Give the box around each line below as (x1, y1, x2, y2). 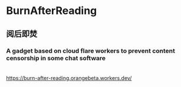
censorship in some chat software (6, 54, 106, 62)
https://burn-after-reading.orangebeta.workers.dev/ (6, 74, 132, 81)
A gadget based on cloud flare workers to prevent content (6, 47, 175, 55)
